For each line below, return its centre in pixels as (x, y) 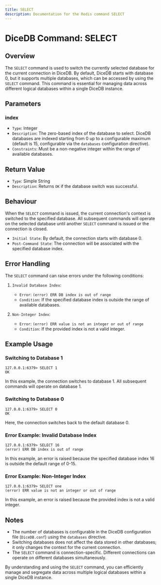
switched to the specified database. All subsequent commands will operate (80, 218)
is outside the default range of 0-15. (41, 463)
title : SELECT (19, 9)
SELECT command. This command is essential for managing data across (76, 83)
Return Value (25, 169)
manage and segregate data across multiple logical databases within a (75, 572)
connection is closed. (26, 229)
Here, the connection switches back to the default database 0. (67, 422)
